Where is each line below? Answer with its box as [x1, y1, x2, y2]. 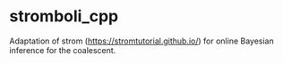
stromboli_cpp [9, 6, 119, 27]
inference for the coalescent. [9, 44, 116, 55]
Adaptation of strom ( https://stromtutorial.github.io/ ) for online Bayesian [9, 35, 275, 46]
